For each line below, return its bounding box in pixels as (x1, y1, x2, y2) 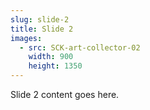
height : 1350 (28, 61, 83, 71)
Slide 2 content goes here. (10, 89, 120, 100)
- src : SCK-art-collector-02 (19, 42, 141, 53)
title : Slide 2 (10, 24, 74, 34)
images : (10, 33, 43, 43)
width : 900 (28, 52, 74, 62)
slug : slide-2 (10, 14, 70, 25)
